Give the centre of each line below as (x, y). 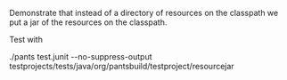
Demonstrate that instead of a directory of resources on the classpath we (144, 13)
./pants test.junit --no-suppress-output (81, 56)
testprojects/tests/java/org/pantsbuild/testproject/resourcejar (122, 66)
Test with (26, 40)
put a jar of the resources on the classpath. (88, 22)
